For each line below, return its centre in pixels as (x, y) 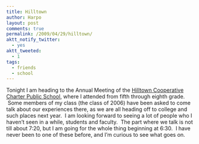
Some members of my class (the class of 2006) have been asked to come (99, 103)
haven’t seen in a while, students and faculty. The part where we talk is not (100, 122)
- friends (24, 67)
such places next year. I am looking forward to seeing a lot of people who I (99, 116)
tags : (13, 62)
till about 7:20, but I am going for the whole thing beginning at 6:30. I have (99, 128)
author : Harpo (24, 17)
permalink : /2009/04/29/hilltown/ (50, 34)
